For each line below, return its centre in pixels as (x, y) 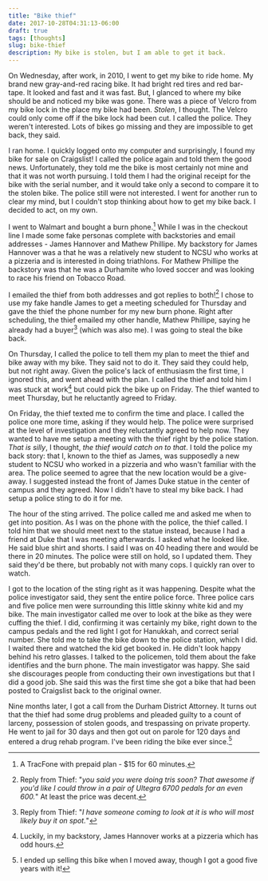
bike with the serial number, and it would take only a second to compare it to (134, 184)
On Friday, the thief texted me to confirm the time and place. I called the (126, 413)
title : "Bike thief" (43, 16)
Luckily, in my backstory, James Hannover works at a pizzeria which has (139, 836)
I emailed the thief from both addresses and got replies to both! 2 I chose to (131, 294)
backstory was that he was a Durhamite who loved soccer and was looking (132, 269)
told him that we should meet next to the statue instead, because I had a (127, 530)
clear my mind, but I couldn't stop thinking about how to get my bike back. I (132, 201)
